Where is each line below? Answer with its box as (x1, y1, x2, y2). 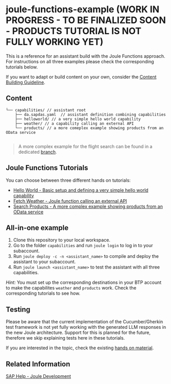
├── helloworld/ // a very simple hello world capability (15, 116, 141, 122)
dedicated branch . (18, 149, 57, 155)
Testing (6, 305, 31, 314)
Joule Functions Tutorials (6, 163, 88, 172)
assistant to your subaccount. (13, 259, 76, 265)
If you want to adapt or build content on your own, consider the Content (6, 74, 157, 80)
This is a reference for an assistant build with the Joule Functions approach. (6, 53, 165, 59)
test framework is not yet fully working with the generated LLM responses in (6, 324, 166, 330)
